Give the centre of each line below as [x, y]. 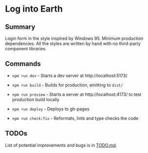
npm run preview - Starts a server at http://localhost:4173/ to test [77, 94]
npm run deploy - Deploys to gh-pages [51, 109]
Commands [23, 64]
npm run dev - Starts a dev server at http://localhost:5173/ [70, 76]
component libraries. [26, 49]
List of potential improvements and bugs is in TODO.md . [61, 145]
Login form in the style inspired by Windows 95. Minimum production [74, 38]
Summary [20, 27]
